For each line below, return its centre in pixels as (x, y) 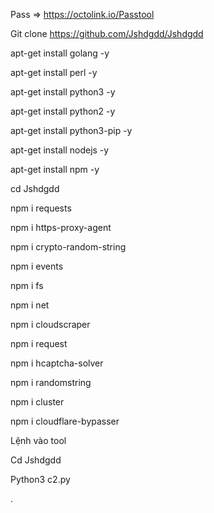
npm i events (37, 266)
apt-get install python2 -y (63, 111)
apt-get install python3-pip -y (71, 130)
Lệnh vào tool (38, 440)
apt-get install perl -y (54, 72)
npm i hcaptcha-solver (57, 363)
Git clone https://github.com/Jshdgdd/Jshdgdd (107, 33)
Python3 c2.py (40, 479)
